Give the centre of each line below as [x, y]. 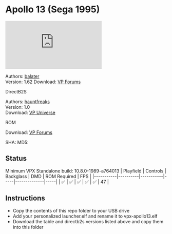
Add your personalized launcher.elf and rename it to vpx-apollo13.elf [85, 216]
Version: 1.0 [18, 107]
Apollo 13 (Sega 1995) [53, 9]
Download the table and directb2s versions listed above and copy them [88, 221]
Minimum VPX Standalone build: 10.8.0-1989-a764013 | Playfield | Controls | [86, 171]
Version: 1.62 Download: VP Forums [43, 82]
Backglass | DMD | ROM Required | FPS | [48, 176]
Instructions [25, 198]
